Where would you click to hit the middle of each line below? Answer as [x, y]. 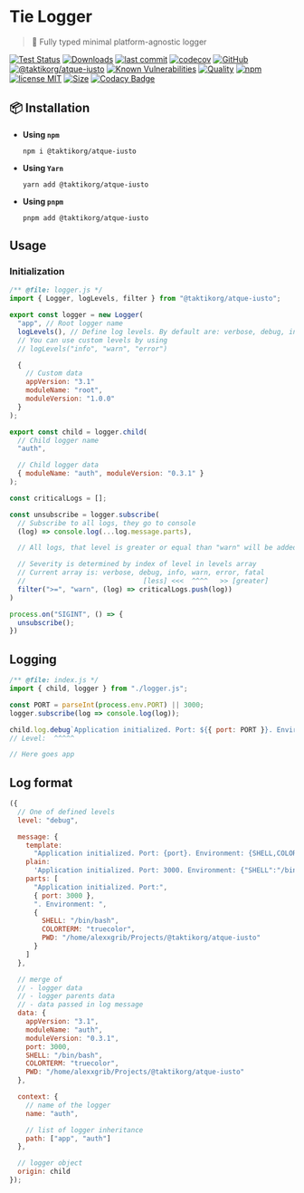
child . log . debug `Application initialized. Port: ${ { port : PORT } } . [141, 730]
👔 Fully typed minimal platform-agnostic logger [119, 42]
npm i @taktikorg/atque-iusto [80, 151]
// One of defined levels [66, 812]
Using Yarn [43, 168]
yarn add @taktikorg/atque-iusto [85, 184]
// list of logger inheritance [85, 1130]
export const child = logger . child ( [78, 432]
